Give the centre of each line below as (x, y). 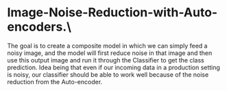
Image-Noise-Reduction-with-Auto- (112, 13)
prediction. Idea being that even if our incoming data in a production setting (114, 67)
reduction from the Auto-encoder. (55, 81)
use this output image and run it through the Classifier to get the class (106, 60)
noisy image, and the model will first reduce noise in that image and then (110, 53)
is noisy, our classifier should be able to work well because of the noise (108, 74)
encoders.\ (39, 27)
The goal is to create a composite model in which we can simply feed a (107, 45)
